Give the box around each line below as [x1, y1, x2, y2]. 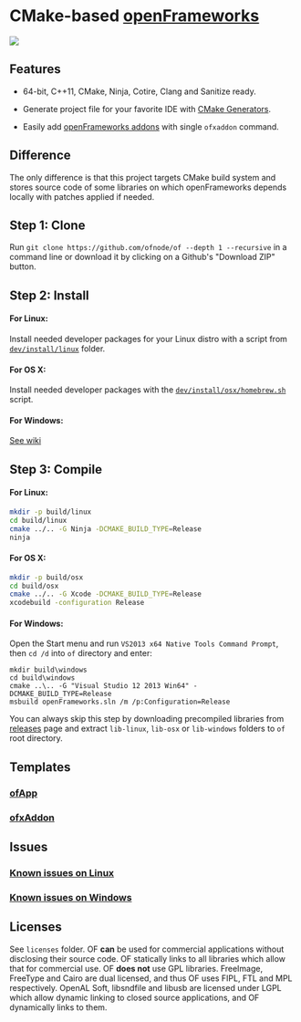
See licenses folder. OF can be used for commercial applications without [9, 944, 285, 954]
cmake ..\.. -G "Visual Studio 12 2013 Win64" [9, 682, 190, 691]
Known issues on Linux [9, 866, 115, 879]
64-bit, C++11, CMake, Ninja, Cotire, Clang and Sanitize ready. [22, 86, 257, 97]
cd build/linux [9, 516, 67, 525]
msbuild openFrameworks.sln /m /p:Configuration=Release [9, 697, 231, 707]
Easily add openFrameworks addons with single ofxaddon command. [22, 120, 280, 132]
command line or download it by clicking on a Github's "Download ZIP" [9, 252, 275, 263]
